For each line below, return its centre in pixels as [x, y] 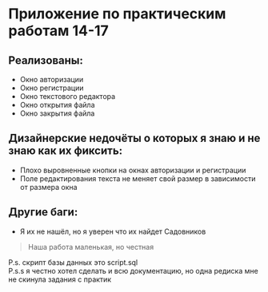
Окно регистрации [52, 88]
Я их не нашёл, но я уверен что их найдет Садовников [113, 231]
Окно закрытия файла [57, 113]
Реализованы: [46, 60]
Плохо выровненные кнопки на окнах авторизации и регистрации [133, 170]
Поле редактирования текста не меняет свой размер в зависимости [138, 178]
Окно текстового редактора [68, 96]
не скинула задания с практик [60, 279]
